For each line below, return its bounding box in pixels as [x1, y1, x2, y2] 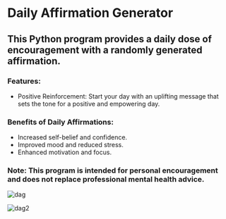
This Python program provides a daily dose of [7, 33, 212, 45]
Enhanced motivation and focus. [17, 148, 112, 156]
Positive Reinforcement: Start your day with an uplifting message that [17, 92, 219, 100]
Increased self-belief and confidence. [17, 133, 128, 142]
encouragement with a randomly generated [7, 44, 203, 56]
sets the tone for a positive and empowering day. [17, 99, 160, 108]
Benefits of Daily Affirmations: [7, 117, 114, 127]
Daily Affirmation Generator [7, 5, 174, 21]
